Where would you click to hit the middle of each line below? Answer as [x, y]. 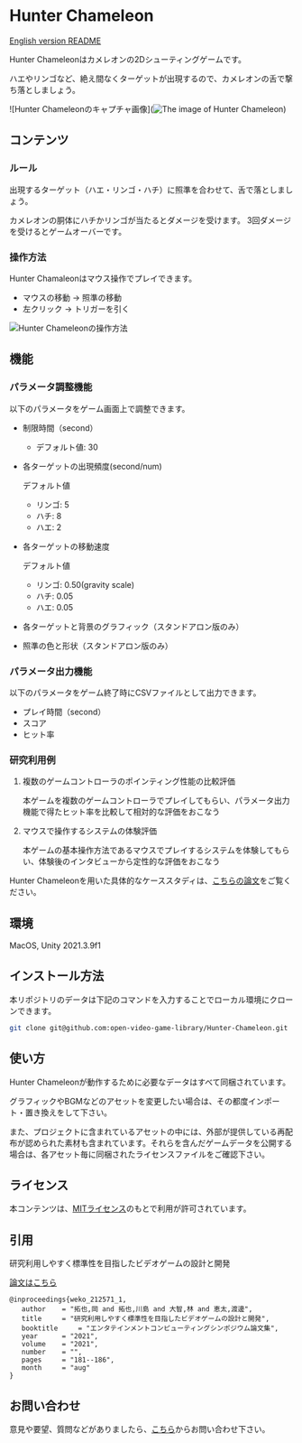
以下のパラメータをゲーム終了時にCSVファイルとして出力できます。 [135, 693]
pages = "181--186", [68, 1360]
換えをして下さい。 [76, 1113]
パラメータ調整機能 [51, 387]
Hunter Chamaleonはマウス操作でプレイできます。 [103, 278]
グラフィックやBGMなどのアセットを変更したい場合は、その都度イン [137, 1101]
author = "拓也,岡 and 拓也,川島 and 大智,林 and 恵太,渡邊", [137, 1309]
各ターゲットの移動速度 [66, 546]
